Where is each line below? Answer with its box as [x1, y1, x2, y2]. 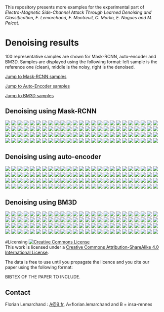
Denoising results [5, 37, 79, 48]
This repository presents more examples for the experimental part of [5, 4, 145, 10]
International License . [5, 249, 49, 256]
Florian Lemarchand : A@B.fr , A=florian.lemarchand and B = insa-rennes [5, 301, 153, 308]
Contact [5, 288, 31, 297]
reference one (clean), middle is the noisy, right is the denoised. [5, 64, 135, 70]
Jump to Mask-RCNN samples [5, 74, 67, 79]
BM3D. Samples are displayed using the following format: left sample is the [5, 59, 158, 65]
